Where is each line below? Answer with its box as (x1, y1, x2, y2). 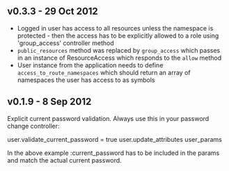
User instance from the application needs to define (17, 60, 164, 69)
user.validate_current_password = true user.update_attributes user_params (7, 135, 223, 143)
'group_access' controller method (17, 38, 115, 47)
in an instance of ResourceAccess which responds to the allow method (17, 54, 222, 62)
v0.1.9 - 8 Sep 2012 (7, 96, 92, 108)
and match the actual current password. (7, 156, 122, 164)
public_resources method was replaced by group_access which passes (17, 46, 221, 54)
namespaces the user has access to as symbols (17, 76, 155, 84)
